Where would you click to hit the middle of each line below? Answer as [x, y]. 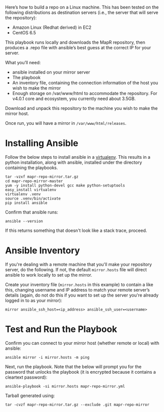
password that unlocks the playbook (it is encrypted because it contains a [81, 372]
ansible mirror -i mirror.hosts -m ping [48, 357]
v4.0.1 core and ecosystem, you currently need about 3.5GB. [74, 99]
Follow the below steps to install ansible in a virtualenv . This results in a [78, 157]
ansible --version [24, 221]
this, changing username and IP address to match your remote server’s [78, 290]
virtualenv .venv [23, 194]
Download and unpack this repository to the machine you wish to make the [82, 108]
